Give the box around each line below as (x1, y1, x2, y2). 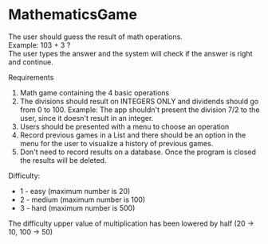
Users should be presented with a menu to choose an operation (19, 122, 230, 131)
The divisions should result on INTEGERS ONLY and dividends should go (19, 96, 259, 106)
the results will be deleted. (19, 155, 107, 165)
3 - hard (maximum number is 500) (19, 203, 136, 212)
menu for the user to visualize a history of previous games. (19, 138, 214, 148)
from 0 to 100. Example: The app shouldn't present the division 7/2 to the (19, 105, 260, 114)
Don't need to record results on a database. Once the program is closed (19, 147, 257, 157)
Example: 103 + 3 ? (8, 40, 71, 49)
